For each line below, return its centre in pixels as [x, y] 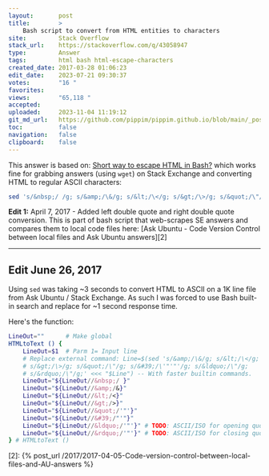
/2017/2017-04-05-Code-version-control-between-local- [156, 456]
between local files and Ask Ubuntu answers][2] [88, 238]
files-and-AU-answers [45, 464]
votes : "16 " [43, 82]
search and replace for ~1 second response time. [96, 306]
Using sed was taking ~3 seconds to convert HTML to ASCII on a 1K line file [132, 290]
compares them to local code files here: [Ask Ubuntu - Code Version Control [134, 229]
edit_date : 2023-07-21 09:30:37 [68, 75]
